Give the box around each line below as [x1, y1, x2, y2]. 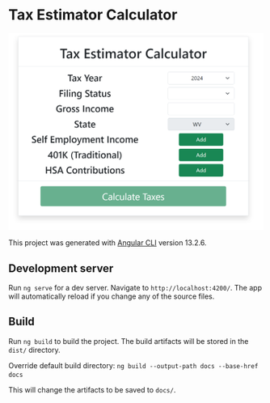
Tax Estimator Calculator [8, 6, 178, 24]
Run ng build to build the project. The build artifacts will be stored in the [8, 336, 249, 346]
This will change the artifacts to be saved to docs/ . [8, 384, 176, 394]
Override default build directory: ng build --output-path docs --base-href [8, 360, 259, 370]
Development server [8, 261, 114, 275]
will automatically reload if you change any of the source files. [8, 291, 215, 301]
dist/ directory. [8, 345, 61, 354]
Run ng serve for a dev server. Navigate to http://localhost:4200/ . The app [8, 283, 263, 293]
